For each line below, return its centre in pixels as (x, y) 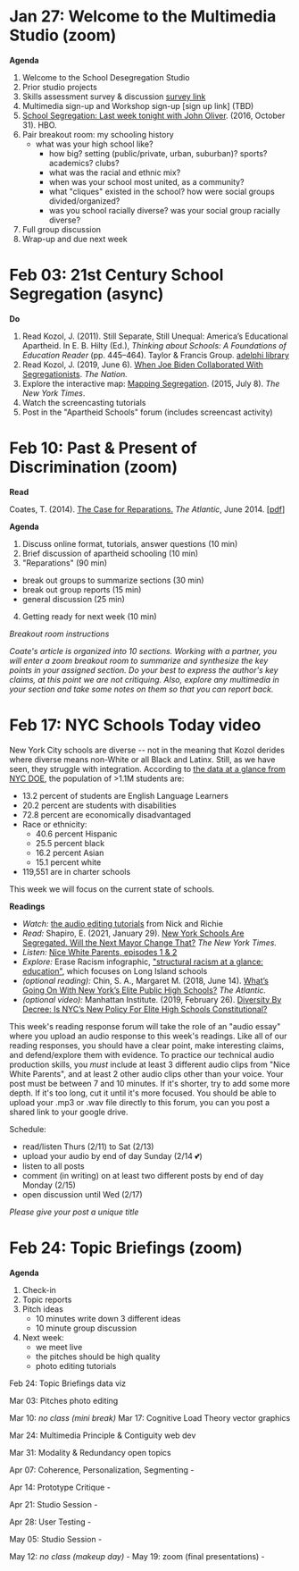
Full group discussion (61, 229)
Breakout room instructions (59, 634)
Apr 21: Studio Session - (54, 1504)
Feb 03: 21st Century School (116, 275)
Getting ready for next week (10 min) (90, 616)
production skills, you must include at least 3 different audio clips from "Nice (150, 1064)
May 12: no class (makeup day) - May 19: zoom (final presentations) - (137, 1556)
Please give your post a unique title (74, 1212)
